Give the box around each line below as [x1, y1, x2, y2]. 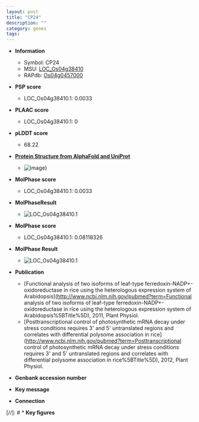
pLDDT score [14, 130, 48, 137]
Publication [14, 268, 44, 276]
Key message [14, 386, 50, 393]
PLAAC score [14, 106, 49, 114]
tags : [6, 31, 20, 37]
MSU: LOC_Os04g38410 [23, 65, 84, 72]
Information [14, 47, 45, 54]
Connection [14, 397, 45, 405]
